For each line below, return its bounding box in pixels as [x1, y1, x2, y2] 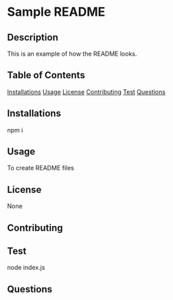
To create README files [7, 164, 74, 172]
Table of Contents [7, 69, 86, 81]
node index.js [7, 264, 45, 272]
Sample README [7, 4, 106, 20]
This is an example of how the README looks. [7, 49, 137, 58]
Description [7, 32, 58, 43]
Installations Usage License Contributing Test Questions [7, 87, 166, 96]
